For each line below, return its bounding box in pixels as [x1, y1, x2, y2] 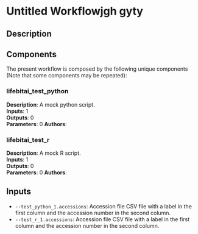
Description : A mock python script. [6, 101, 96, 108]
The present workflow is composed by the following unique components [6, 65, 188, 73]
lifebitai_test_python [6, 87, 69, 96]
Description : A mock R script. [6, 149, 81, 157]
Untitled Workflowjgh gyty [6, 4, 143, 18]
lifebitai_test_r [6, 135, 50, 144]
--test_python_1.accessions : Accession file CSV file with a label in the [15, 202, 192, 210]
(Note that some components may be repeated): [6, 72, 127, 79]
